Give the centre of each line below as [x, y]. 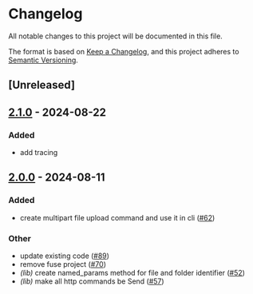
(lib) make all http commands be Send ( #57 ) [92, 281]
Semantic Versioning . [43, 60]
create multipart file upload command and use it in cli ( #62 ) [117, 217]
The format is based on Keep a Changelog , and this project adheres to [124, 51]
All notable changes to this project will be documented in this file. [116, 36]
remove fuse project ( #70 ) [63, 264]
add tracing [39, 153]
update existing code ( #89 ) [65, 256]
